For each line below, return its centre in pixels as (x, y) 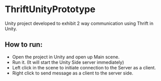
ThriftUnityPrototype (50, 9)
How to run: (24, 45)
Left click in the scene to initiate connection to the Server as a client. (84, 67)
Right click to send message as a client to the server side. (73, 73)
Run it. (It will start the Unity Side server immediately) (68, 62)
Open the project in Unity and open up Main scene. (66, 57)
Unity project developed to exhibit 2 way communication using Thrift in (79, 23)
